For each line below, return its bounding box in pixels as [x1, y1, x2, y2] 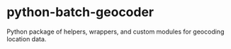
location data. [6, 34, 47, 43]
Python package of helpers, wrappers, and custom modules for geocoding [6, 27, 225, 36]
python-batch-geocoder [6, 4, 154, 20]
